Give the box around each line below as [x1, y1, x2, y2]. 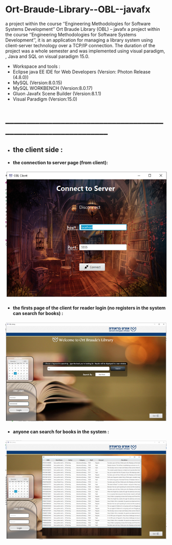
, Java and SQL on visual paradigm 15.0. [5, 53, 90, 60]
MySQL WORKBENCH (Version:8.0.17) [12, 85, 93, 91]
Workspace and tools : [12, 63, 60, 69]
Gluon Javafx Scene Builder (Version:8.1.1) [12, 90, 101, 96]
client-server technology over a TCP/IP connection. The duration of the [5, 42, 156, 48]
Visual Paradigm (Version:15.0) [12, 96, 78, 102]
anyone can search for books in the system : [12, 429, 109, 435]
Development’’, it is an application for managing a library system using [5, 37, 153, 43]
